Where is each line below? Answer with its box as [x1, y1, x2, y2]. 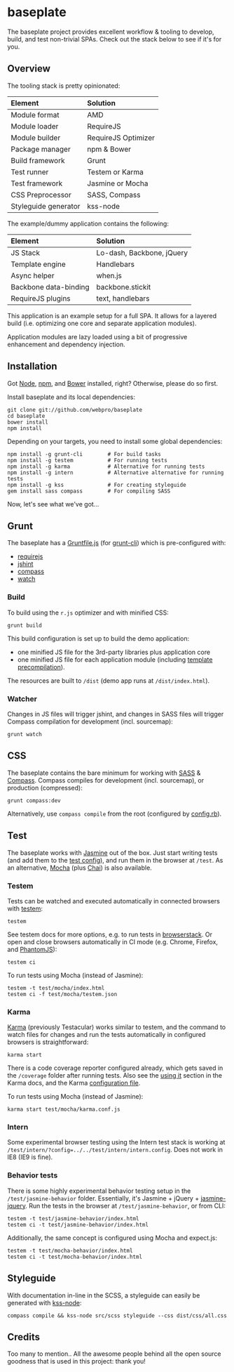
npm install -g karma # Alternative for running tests [7, 463, 205, 470]
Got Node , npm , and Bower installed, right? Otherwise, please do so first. [7, 379, 219, 387]
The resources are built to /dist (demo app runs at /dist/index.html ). [7, 676, 210, 685]
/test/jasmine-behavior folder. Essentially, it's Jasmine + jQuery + [7, 1194, 200, 1202]
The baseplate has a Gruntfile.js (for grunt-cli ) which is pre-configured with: [7, 539, 226, 547]
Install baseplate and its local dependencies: [7, 393, 135, 401]
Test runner [11, 166, 49, 176]
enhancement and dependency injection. [7, 340, 126, 348]
